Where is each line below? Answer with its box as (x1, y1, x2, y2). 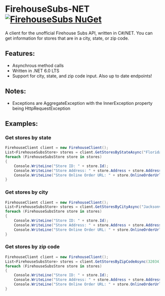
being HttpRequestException (12, 105, 71, 111)
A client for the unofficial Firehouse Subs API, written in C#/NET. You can (5, 30, 153, 36)
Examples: (5, 119, 38, 128)
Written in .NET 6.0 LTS (12, 68, 60, 74)
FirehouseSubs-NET (5, 3, 90, 15)
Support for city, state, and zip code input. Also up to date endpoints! (12, 73, 152, 79)
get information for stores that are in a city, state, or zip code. (5, 35, 129, 41)
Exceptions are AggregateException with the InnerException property (12, 100, 153, 106)
